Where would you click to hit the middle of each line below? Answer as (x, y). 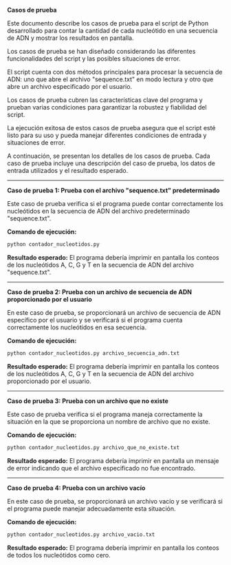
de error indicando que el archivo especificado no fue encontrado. (101, 468)
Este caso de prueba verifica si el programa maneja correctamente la (105, 414)
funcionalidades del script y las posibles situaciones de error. (94, 59)
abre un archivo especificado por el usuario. (70, 86)
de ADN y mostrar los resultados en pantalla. (70, 38)
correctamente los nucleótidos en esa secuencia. (77, 327)
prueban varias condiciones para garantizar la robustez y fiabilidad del (107, 107)
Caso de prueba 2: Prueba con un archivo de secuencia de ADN (100, 291)
